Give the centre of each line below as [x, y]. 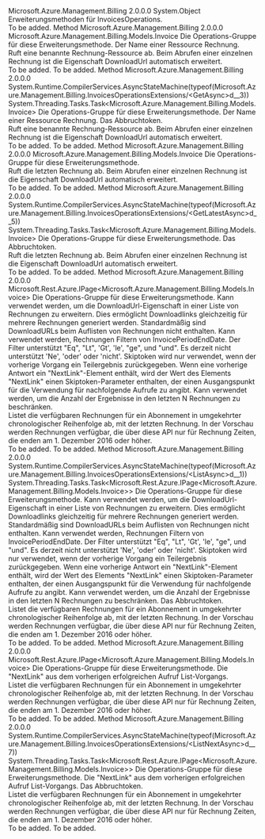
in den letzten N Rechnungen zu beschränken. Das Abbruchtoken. [116, 601]
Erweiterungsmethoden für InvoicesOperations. [85, 19]
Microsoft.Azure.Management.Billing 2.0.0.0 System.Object [104, 11]
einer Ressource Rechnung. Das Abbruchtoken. [85, 120]
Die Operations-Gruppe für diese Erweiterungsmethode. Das [137, 238]
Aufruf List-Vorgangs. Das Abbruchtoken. [76, 786]
